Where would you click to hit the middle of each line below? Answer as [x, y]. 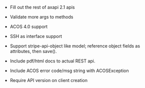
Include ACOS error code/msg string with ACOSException [69, 70]
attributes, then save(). [33, 51]
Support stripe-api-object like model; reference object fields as [75, 46]
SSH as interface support [36, 36]
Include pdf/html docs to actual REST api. [52, 61]
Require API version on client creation [49, 80]
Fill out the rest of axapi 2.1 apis [42, 7]
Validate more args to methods [41, 17]
